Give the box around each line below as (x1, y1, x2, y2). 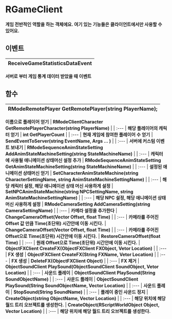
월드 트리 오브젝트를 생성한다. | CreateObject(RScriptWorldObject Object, (5, 302, 160, 308)
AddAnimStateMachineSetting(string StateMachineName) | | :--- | (5, 150, 150, 157)
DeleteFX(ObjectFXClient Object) (30, 257, 103, 264)
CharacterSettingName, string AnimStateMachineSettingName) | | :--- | (5, 176, 162, 183)
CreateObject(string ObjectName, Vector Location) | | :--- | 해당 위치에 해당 (5, 295, 166, 301)
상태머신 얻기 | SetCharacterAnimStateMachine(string (23, 170, 139, 176)
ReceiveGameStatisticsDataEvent (8, 59, 92, 67)
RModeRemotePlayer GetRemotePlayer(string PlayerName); (8, 105, 158, 112)
